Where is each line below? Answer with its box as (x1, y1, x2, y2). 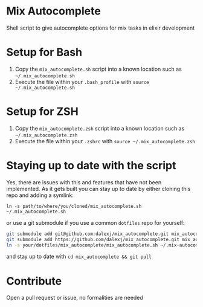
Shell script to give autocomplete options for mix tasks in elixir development (6, 24, 195, 31)
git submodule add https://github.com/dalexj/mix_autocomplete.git (6, 236, 180, 242)
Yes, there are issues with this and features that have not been (6, 178, 162, 186)
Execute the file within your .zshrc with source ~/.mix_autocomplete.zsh (14, 137, 195, 144)
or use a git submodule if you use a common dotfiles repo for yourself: (6, 219, 185, 226)
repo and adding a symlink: (6, 192, 74, 199)
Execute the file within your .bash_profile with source (14, 78, 149, 85)
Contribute (6, 274, 62, 288)
